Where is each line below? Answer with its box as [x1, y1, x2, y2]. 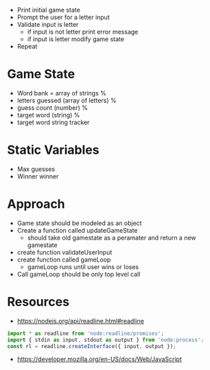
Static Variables [7, 142, 100, 158]
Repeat [16, 43, 38, 50]
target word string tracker [16, 118, 90, 126]
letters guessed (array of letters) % [16, 96, 117, 104]
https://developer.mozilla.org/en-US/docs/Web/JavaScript [16, 355, 182, 363]
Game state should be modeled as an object [16, 219, 142, 227]
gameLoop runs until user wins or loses [27, 262, 139, 270]
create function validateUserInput [16, 248, 113, 256]
